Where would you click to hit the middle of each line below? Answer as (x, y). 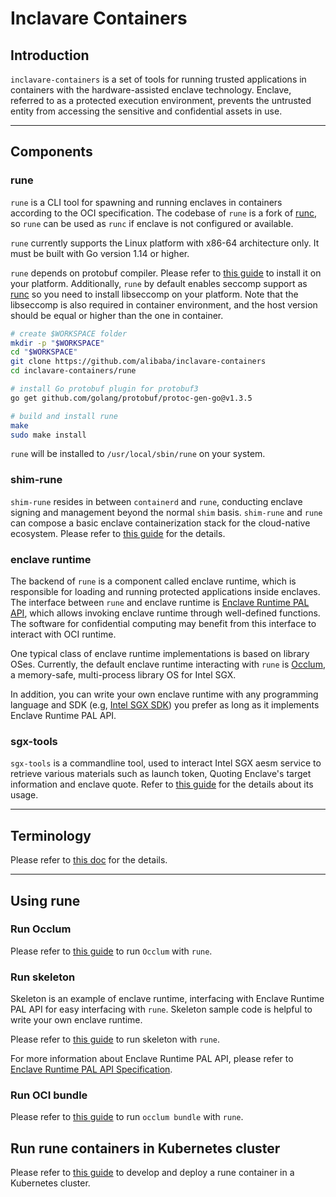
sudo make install (48, 435)
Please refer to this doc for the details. (89, 860)
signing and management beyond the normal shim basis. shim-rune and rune (166, 512)
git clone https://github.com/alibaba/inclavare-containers (138, 362)
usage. (24, 795)
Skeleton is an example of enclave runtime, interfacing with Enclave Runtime (167, 999)
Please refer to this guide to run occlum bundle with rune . (127, 1117)
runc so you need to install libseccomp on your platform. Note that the (154, 294)
